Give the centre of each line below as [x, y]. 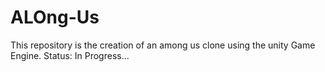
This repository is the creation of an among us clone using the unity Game [163, 45]
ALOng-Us [55, 17]
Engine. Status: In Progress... [70, 55]
